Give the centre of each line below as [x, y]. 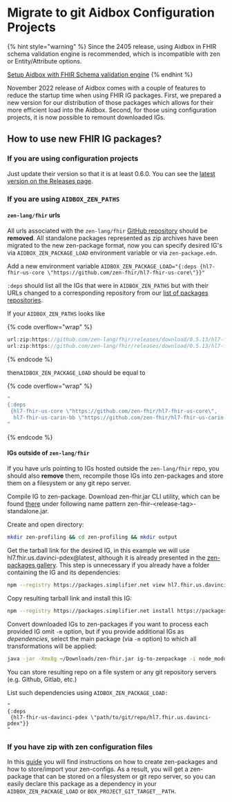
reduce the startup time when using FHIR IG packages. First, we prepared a [114, 95]
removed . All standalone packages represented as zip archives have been [113, 238]
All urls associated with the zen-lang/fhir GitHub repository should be [107, 231]
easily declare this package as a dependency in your [82, 783]
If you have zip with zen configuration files [80, 747]
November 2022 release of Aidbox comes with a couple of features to [106, 88]
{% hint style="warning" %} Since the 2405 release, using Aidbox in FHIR [112, 46]
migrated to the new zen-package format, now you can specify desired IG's [115, 245]
